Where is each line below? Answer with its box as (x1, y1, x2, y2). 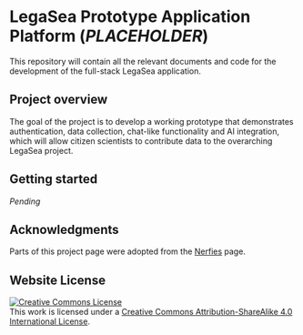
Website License (9, 272, 106, 288)
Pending (9, 196, 41, 207)
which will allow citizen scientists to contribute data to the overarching (9, 135, 273, 147)
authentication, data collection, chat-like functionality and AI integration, (9, 126, 280, 137)
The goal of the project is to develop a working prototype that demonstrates (9, 116, 294, 127)
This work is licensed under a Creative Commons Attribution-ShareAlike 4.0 (9, 307, 293, 318)
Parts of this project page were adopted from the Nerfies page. (9, 246, 246, 257)
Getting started (9, 171, 98, 188)
